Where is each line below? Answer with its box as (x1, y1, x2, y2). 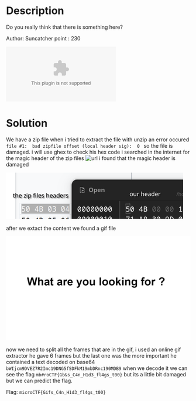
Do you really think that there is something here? (6, 23, 123, 30)
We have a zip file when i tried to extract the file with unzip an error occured (6, 136, 190, 143)
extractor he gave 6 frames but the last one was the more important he (6, 352, 177, 359)
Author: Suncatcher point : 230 (6, 35, 81, 42)
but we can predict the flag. (6, 377, 73, 385)
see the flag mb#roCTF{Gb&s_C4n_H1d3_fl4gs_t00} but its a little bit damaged (6, 371, 186, 378)
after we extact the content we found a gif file (6, 225, 116, 232)
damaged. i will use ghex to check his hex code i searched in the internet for (6, 148, 190, 155)
